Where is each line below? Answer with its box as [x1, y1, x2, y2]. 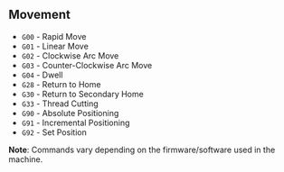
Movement [8, 7, 71, 23]
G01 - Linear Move [21, 41, 90, 51]
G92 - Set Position [21, 126, 87, 138]
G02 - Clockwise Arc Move [21, 50, 119, 61]
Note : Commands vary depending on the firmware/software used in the [8, 144, 276, 155]
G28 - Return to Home [21, 78, 101, 89]
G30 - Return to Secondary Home [21, 88, 144, 99]
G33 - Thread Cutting [21, 98, 99, 109]
